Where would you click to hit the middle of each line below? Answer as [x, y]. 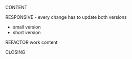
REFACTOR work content [31, 42]
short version [27, 32]
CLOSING [15, 52]
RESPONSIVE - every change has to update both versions [66, 17]
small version [27, 27]
